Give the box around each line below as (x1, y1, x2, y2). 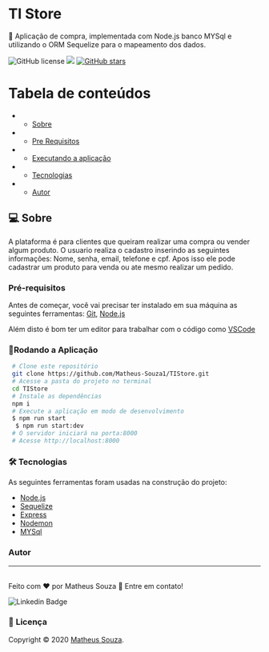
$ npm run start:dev (15, 422, 84, 430)
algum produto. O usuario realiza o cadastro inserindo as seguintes (8, 245, 230, 254)
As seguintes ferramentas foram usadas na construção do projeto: (8, 478, 227, 487)
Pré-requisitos (8, 282, 66, 293)
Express (19, 510, 47, 520)
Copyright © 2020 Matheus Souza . (8, 634, 124, 644)
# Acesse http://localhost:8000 (11, 437, 120, 445)
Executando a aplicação (31, 153, 111, 162)
